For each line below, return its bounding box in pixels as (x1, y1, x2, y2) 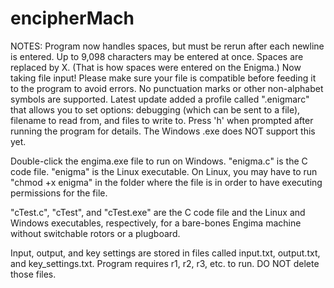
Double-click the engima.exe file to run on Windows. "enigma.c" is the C (10, 155, 308, 167)
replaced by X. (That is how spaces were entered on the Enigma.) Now (10, 61, 302, 73)
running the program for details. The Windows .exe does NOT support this (10, 125, 316, 137)
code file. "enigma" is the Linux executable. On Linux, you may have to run (10, 165, 318, 177)
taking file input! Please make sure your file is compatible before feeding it (10, 72, 317, 84)
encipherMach (10, 7, 135, 30)
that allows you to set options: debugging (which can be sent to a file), (10, 103, 301, 116)
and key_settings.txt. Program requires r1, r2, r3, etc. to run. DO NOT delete (10, 257, 320, 269)
